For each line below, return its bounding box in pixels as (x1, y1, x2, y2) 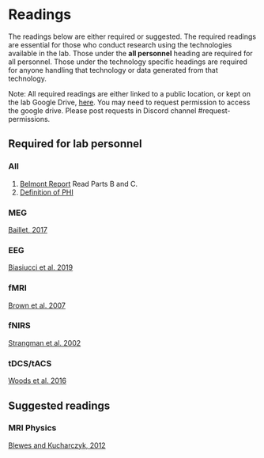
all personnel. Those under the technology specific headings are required (8, 57, 247, 66)
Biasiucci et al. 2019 (8, 263, 74, 272)
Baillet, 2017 (8, 225, 47, 234)
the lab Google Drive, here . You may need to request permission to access (8, 97, 251, 107)
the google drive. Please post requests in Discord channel (8, 105, 197, 115)
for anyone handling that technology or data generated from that (8, 65, 219, 74)
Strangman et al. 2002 (8, 338, 81, 347)
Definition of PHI (19, 187, 74, 197)
